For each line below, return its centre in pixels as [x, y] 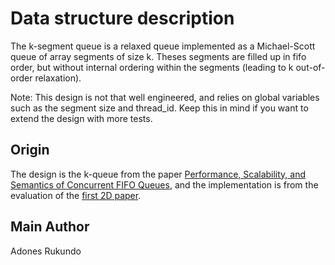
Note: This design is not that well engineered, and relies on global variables [165, 97]
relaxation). [58, 78]
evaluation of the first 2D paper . [76, 195]
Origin [30, 150]
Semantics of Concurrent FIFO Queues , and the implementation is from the [164, 184]
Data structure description [122, 18]
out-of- [310, 67]
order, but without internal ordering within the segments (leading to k [152, 67]
